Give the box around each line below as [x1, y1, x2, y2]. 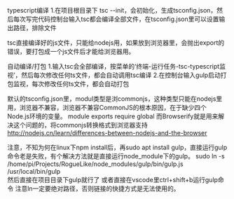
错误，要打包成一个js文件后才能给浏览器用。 [7, 48, 135, 55]
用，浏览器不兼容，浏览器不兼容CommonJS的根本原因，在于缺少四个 [7, 104, 207, 111]
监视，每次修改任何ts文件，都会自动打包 [13, 80, 130, 88]
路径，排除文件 [13, 24, 57, 32]
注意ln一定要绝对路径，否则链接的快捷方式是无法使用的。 [15, 184, 180, 193]
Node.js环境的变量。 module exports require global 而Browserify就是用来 [7, 112, 219, 121]
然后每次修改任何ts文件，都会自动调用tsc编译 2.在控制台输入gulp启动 [20, 71, 221, 79]
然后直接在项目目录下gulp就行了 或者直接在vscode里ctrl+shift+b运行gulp [7, 176, 219, 184]
